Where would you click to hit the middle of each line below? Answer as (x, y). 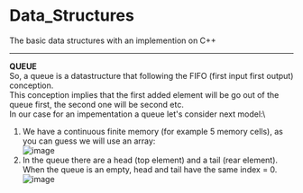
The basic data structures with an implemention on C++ (113, 40)
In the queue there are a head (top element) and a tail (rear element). (150, 160)
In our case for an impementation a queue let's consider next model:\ (138, 114)
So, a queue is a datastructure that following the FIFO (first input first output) (151, 75)
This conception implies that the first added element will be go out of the (144, 94)
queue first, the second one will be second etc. (97, 104)
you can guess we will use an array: (89, 141)
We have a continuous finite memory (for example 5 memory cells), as (153, 131)
